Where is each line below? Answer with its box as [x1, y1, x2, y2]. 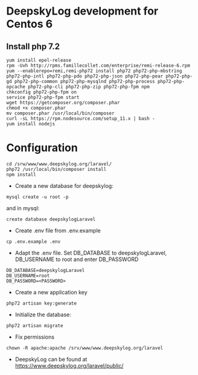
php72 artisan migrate [6, 322, 63, 328]
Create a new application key [14, 288, 88, 296]
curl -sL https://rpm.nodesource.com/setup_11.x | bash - [6, 116, 155, 122]
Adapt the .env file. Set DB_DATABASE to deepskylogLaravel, [14, 249, 167, 256]
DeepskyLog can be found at [14, 356, 88, 363]
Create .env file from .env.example [14, 227, 101, 234]
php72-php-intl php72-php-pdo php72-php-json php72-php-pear [6, 73, 164, 79]
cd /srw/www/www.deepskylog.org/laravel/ [6, 161, 112, 167]
